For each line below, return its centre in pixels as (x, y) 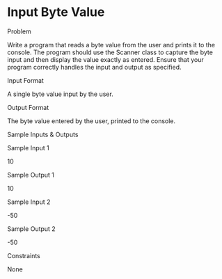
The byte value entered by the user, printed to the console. (92, 121)
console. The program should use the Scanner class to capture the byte (110, 52)
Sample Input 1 (29, 148)
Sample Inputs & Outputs (43, 134)
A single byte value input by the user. (60, 94)
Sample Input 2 (29, 202)
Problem (19, 31)
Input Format (25, 80)
